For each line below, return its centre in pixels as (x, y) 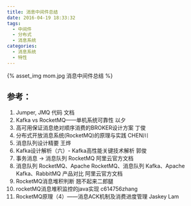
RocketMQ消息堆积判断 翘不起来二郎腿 (64, 182)
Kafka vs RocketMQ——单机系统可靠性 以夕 (71, 120)
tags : (14, 23)
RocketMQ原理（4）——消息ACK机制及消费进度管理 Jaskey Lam (97, 197)
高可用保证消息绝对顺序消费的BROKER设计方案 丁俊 (81, 128)
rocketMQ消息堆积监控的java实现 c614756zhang (77, 189)
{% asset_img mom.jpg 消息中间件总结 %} (60, 75)
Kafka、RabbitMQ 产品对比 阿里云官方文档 (69, 174)
